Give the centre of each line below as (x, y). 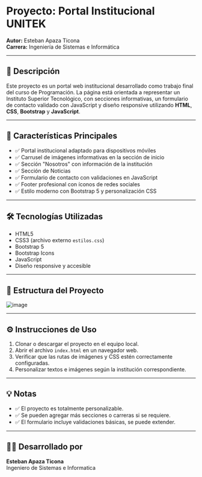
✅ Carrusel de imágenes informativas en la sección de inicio (90, 157)
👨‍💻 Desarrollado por (44, 447)
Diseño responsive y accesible (53, 266)
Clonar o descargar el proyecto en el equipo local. (77, 344)
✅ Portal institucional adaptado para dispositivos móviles (85, 150)
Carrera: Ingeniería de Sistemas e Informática (63, 47)
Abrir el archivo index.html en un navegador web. (76, 350)
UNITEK (26, 24)
